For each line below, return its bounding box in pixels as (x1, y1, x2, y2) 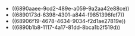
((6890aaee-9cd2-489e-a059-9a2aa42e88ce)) (11, 5, 130, 12)
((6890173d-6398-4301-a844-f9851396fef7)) (11, 11, 125, 18)
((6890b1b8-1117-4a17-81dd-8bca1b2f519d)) (11, 24, 121, 31)
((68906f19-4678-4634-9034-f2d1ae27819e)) (11, 18, 126, 24)
